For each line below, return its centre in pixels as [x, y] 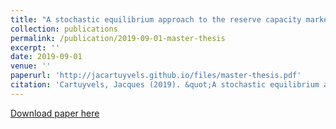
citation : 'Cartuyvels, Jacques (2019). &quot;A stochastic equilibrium [165, 85]
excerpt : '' [35, 47]
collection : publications [64, 29]
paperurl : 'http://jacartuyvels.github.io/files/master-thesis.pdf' [156, 76]
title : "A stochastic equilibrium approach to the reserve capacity [156, 19]
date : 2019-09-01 [46, 57]
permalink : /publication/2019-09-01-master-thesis [118, 38]
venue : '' [31, 66]
